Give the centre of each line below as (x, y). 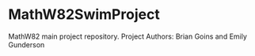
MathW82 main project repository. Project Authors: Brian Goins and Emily (128, 36)
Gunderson (27, 44)
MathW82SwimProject (84, 15)
